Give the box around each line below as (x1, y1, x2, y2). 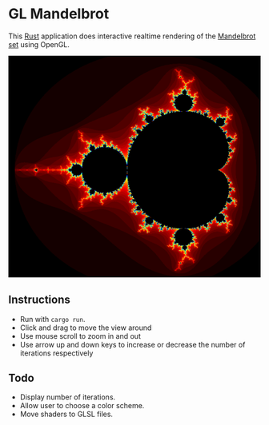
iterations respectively (19, 348, 94, 358)
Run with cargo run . (19, 314, 86, 324)
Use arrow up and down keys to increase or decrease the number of (19, 340, 246, 349)
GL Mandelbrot (8, 5, 110, 23)
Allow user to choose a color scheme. (19, 401, 145, 411)
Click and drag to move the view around (19, 323, 152, 332)
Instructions (8, 293, 70, 307)
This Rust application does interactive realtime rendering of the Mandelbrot (8, 31, 256, 41)
